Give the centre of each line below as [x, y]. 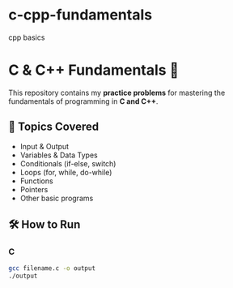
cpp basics [27, 37]
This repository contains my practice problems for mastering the [117, 92]
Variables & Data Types [59, 155]
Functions [37, 181]
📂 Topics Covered [54, 127]
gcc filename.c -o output [52, 269]
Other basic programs [57, 198]
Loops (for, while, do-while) [66, 172]
